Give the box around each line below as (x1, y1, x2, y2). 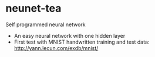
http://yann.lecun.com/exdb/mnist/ (14, 44, 99, 51)
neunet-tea (5, 2, 62, 15)
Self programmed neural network (5, 21, 86, 28)
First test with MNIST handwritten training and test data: (14, 38, 150, 45)
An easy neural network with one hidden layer (14, 32, 126, 39)
